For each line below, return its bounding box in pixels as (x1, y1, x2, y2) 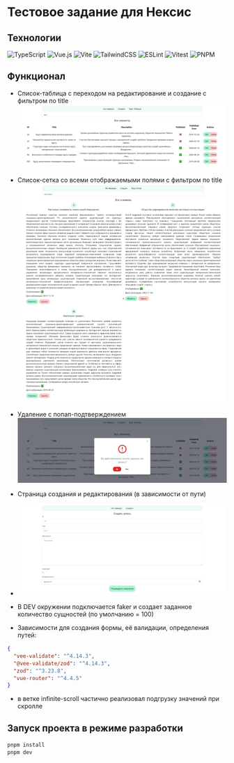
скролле (17, 702, 43, 711)
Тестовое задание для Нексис (7, 4, 192, 20)
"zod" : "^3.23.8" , (13, 667, 68, 675)
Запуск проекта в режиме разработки (7, 722, 183, 734)
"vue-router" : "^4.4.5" (13, 675, 82, 681)
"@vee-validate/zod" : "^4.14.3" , (13, 660, 111, 667)
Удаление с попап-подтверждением (17, 410, 127, 419)
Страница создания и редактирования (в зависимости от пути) (17, 489, 207, 498)
